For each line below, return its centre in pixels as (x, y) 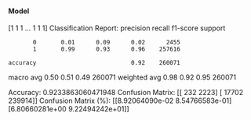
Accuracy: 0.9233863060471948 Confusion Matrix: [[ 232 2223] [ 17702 (126, 93)
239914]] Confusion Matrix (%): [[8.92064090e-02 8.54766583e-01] (120, 101)
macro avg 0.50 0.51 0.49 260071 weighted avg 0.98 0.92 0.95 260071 (122, 77)
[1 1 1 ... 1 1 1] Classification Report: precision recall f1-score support (117, 28)
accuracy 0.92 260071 (94, 63)
